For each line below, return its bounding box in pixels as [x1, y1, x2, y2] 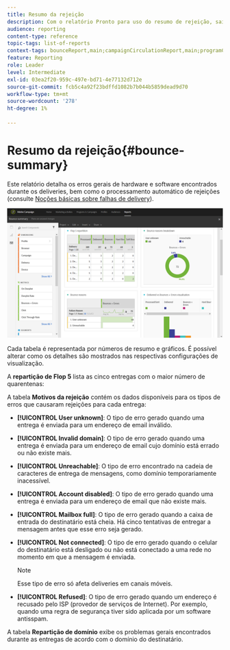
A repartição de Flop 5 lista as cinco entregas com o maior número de [7, 372, 205, 381]
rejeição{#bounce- [74, 143, 185, 158]
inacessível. [16, 477, 51, 485]
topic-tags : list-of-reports [7, 40, 90, 47]
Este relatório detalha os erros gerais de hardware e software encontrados [7, 180, 218, 188]
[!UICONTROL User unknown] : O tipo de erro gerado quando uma [16, 413, 205, 422]
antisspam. [16, 614, 49, 623]
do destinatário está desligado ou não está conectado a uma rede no [16, 546, 212, 554]
